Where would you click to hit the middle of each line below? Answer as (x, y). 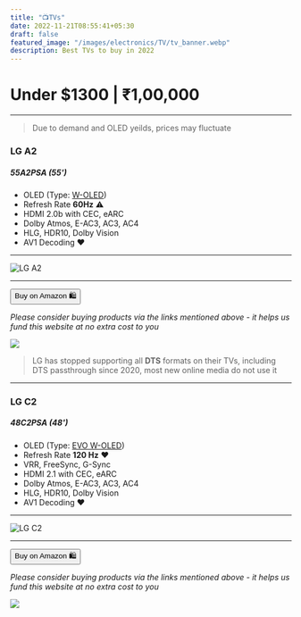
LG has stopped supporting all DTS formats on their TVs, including (154, 360)
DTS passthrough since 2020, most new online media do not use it (155, 370)
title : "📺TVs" (38, 17)
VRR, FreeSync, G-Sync (67, 464)
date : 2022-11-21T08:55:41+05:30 (72, 26)
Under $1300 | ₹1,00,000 (105, 95)
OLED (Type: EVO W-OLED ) (74, 445)
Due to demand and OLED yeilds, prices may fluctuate (131, 128)
